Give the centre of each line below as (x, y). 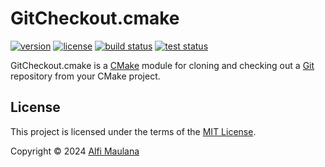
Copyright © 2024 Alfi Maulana (75, 151)
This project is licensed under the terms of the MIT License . (133, 131)
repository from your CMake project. (85, 76)
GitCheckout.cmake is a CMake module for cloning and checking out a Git (162, 65)
